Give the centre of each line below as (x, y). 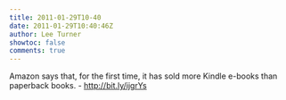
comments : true (37, 51)
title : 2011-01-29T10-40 (55, 17)
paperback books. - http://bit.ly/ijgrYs (78, 86)
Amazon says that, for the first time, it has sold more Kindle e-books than (143, 76)
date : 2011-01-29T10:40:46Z (61, 26)
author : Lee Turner (45, 34)
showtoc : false (37, 42)
